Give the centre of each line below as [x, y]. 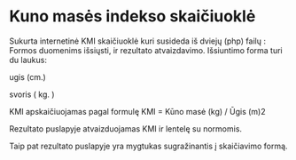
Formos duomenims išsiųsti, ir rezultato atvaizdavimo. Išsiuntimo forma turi [146, 50]
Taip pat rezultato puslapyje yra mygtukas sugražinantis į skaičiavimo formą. [148, 146]
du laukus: [28, 60]
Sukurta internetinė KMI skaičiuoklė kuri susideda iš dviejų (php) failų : [137, 41]
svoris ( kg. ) [32, 94]
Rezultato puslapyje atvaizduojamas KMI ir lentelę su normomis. [125, 128]
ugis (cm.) [27, 76]
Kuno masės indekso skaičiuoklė [132, 16]
